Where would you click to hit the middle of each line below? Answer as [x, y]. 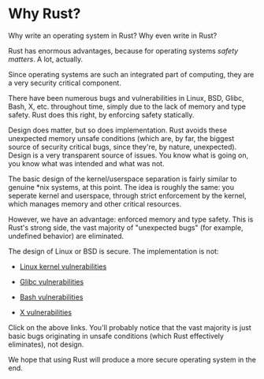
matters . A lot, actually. [46, 59]
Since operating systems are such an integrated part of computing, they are [131, 74]
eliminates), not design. [46, 344]
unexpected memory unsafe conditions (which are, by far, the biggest [121, 138]
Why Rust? [45, 14]
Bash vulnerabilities [51, 297]
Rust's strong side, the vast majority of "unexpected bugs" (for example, [126, 227]
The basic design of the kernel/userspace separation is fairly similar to [123, 179]
